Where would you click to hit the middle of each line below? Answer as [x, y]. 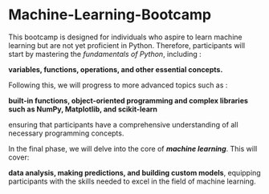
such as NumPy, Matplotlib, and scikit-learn [83, 109]
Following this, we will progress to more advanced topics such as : [118, 85]
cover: [19, 157]
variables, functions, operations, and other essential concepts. [116, 69]
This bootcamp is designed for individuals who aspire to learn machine [125, 37]
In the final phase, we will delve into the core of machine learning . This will [133, 148]
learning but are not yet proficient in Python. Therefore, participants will [127, 45]
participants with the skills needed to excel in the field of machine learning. [132, 181]
